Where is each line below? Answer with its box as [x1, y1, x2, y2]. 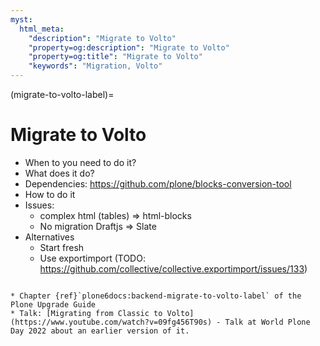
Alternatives [24, 231, 75, 243]
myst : [10, 14, 33, 25]
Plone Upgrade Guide [10, 299, 97, 310]
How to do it [24, 188, 76, 200]
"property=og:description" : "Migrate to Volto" [28, 42, 230, 53]
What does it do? [24, 167, 95, 179]
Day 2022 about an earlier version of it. [10, 326, 190, 336]
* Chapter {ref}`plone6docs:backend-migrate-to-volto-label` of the [10, 291, 302, 301]
